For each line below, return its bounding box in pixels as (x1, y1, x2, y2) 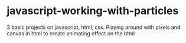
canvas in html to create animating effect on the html (6, 29, 135, 37)
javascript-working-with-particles (6, 4, 179, 18)
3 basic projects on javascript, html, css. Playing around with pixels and (6, 24, 181, 31)
